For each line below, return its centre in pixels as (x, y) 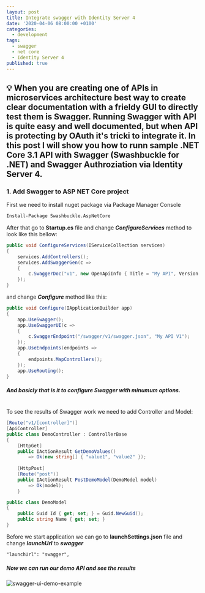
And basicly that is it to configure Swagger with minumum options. (93, 390)
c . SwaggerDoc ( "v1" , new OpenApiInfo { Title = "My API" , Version (114, 274)
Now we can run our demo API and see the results (71, 568)
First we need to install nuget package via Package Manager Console (94, 205)
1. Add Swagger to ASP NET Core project (68, 192)
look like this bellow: (32, 234)
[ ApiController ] (27, 429)
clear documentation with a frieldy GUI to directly (102, 107)
